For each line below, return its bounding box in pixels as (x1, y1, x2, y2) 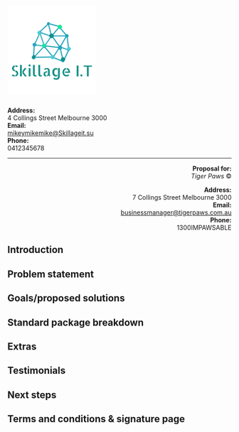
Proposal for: (192, 164, 232, 173)
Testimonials (7, 364, 66, 377)
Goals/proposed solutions (7, 292, 125, 304)
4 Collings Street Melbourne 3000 (7, 113, 107, 122)
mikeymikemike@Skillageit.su (7, 129, 94, 137)
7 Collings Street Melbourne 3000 (132, 193, 232, 201)
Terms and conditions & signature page (7, 413, 186, 425)
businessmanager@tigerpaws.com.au (120, 208, 232, 217)
